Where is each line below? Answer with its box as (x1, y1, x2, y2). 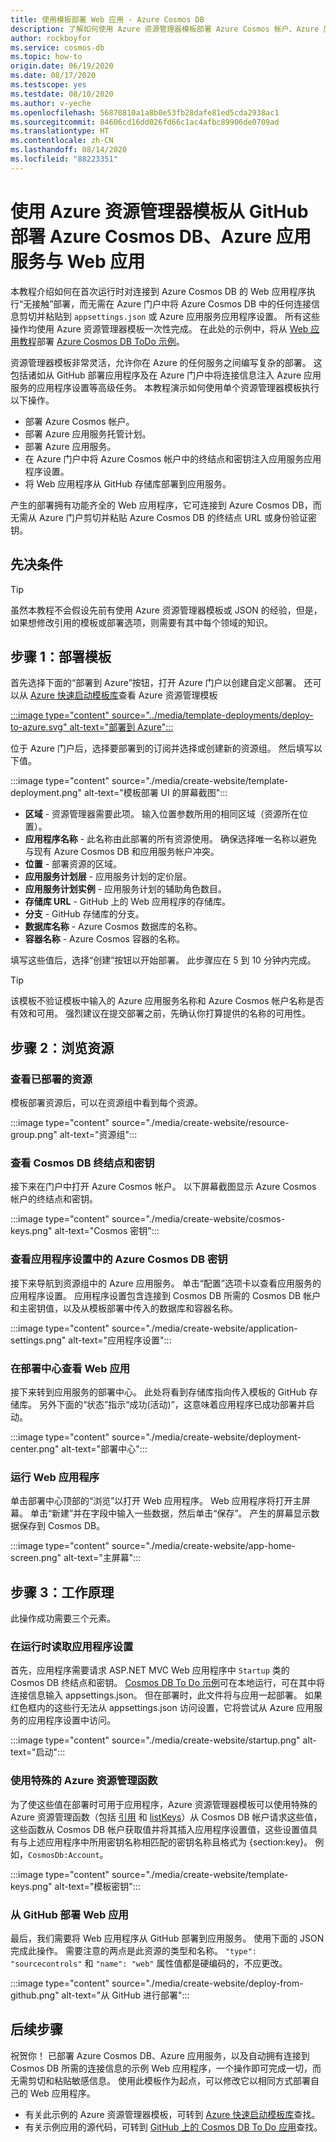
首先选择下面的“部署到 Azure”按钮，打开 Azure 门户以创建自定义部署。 (10, 677, 302, 689)
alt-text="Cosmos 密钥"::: (54, 1225, 160, 1237)
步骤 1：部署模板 (10, 648, 112, 665)
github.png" (10, 1989, 60, 2001)
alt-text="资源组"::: (59, 1129, 138, 1140)
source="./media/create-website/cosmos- (111, 1213, 286, 1225)
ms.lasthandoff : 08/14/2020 (10, 145, 128, 155)
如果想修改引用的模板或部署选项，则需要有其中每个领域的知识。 (10, 616, 273, 628)
